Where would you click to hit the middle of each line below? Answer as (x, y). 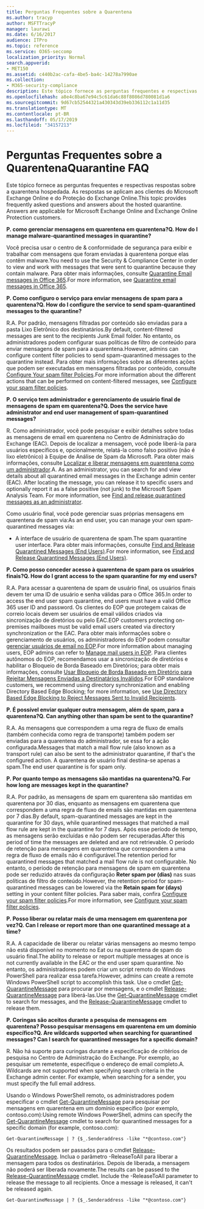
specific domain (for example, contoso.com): (63, 1128)
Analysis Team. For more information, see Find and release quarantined (96, 495)
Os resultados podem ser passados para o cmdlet (69, 1150)
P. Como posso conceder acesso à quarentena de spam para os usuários (100, 569)
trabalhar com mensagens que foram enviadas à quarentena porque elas (97, 254)
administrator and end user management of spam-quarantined (87, 412)
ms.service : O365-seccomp (39, 52)
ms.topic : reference (33, 46)
